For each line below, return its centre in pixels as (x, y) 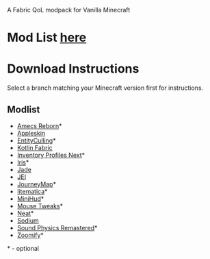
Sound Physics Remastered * (57, 227)
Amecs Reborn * (39, 125)
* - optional (23, 248)
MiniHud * (30, 199)
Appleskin (31, 133)
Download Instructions (73, 69)
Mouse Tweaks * (40, 206)
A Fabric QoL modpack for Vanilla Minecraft (69, 10)
